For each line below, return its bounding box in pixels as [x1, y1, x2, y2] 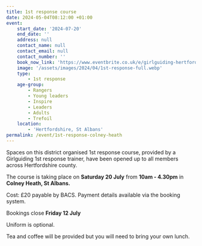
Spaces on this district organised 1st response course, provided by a [6, 148, 176, 156]
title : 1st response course [6, 8, 77, 15]
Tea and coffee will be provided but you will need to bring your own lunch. [6, 233, 190, 240]
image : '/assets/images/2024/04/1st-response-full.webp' [17, 65, 163, 71]
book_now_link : [17, 59, 55, 65]
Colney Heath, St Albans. [6, 179, 70, 187]
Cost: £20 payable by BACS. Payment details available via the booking [6, 191, 180, 198]
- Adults [28, 110, 50, 116]
